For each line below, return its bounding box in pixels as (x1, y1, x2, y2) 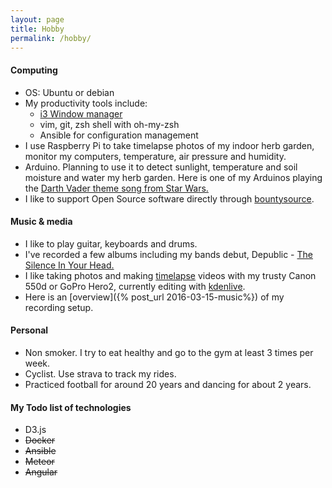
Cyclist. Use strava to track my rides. (24, 367, 177, 380)
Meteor (24, 456, 55, 468)
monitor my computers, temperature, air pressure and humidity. (24, 150, 287, 162)
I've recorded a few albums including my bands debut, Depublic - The (24, 248, 313, 260)
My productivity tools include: (24, 97, 148, 109)
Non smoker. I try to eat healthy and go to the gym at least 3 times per (24, 346, 314, 358)
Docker (24, 434, 56, 446)
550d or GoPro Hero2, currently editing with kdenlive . (24, 280, 246, 292)
